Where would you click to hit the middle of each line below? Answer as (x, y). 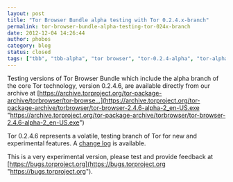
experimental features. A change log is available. (77, 143)
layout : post (26, 13)
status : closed (29, 53)
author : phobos (29, 39)
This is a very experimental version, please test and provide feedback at (110, 156)
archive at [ (23, 93)
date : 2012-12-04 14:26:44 (46, 33)
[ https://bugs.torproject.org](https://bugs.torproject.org (87, 164)
